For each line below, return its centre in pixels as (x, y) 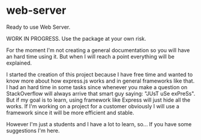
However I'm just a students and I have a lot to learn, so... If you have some (99, 124)
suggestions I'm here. (33, 130)
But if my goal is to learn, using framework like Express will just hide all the (98, 100)
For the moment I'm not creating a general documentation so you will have (98, 50)
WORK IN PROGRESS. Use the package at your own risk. (76, 38)
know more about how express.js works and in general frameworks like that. (100, 81)
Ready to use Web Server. (38, 27)
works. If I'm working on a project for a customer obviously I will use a (93, 106)
